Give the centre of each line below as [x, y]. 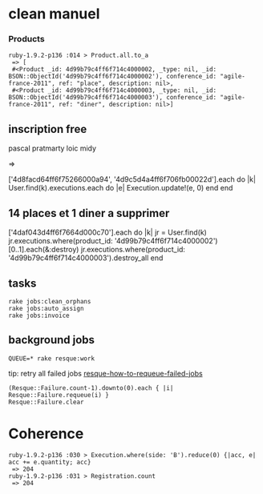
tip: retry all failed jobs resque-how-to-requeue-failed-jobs [105, 373]
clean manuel [54, 14]
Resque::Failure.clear [46, 402]
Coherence [46, 434]
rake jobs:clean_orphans [50, 301]
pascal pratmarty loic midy [53, 148]
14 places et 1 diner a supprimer [89, 213]
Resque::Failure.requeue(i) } [59, 395]
